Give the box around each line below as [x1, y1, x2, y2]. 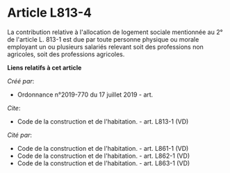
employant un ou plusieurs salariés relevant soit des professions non [7, 42, 204, 51]
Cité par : [7, 131, 33, 139]
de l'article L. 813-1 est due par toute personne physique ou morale [7, 35, 199, 43]
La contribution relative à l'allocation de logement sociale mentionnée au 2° [7, 28, 224, 36]
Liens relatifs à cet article [7, 63, 82, 72]
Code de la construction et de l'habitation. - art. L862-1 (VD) [17, 151, 190, 160]
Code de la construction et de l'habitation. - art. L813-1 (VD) [17, 117, 189, 126]
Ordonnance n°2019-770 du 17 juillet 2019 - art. [17, 90, 154, 99]
